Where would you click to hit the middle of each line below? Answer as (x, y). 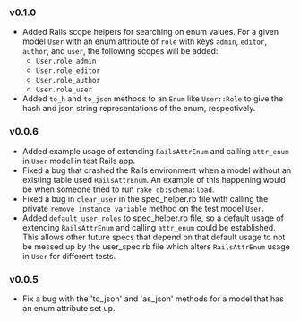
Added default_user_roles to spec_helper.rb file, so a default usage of (153, 218)
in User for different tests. (69, 256)
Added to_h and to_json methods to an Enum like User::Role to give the (153, 99)
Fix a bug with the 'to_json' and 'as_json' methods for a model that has (153, 299)
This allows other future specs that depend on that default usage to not (154, 237)
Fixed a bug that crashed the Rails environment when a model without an (157, 170)
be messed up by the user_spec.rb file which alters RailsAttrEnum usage (156, 246)
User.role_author (68, 81)
